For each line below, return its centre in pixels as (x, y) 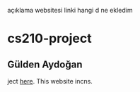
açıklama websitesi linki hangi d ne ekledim (70, 10)
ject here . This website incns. (50, 81)
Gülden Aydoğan (45, 64)
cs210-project (49, 39)
